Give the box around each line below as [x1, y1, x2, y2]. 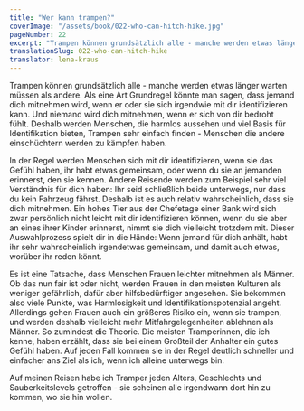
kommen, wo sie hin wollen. [9, 392, 113, 402]
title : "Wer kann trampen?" [9, 13, 116, 23]
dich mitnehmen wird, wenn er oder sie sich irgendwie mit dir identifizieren [9, 99, 288, 109]
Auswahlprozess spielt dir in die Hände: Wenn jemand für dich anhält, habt [9, 232, 288, 242]
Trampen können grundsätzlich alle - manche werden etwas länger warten [9, 80, 288, 90]
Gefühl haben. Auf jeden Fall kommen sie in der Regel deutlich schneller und [9, 345, 294, 356]
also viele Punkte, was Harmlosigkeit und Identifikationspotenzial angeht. [9, 297, 282, 308]
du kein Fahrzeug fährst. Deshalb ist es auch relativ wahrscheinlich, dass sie [9, 193, 294, 204]
